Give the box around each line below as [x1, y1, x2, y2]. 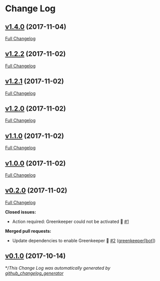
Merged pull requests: [5, 228, 52, 234]
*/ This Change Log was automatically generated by [5, 265, 111, 271]
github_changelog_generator [5, 270, 64, 276]
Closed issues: [5, 209, 36, 215]
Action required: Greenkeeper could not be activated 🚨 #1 [12, 219, 129, 224]
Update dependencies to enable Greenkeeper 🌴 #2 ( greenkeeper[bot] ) [12, 237, 156, 244]
